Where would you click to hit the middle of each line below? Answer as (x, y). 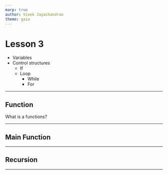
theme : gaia (17, 19)
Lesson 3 (24, 44)
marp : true (16, 10)
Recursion (21, 160)
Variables (22, 57)
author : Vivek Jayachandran (34, 14)
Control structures (31, 63)
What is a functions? (26, 117)
